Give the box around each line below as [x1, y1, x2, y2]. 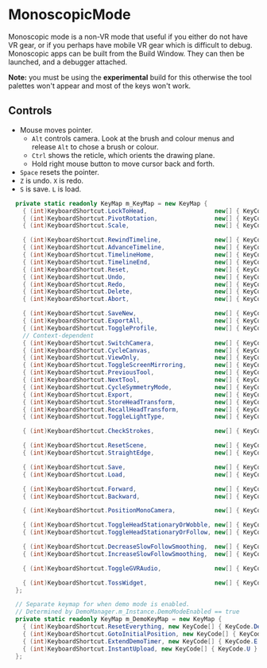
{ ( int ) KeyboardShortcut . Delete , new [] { [22, 288, 240, 295]
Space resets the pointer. [19, 167, 99, 176]
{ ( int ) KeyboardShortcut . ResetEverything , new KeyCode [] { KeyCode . [22, 623, 254, 631]
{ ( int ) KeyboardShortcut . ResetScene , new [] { [22, 442, 240, 450]
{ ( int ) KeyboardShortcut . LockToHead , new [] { [22, 207, 240, 215]
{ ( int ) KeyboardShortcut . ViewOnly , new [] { [22, 353, 240, 362]
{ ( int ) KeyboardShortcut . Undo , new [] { [22, 272, 240, 281]
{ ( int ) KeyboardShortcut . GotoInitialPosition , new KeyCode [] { [22, 630, 237, 638]
